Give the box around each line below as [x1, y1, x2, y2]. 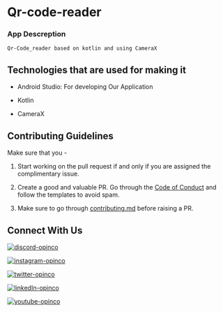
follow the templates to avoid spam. [17, 190, 120, 199]
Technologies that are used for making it [7, 64, 187, 76]
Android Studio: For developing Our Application [17, 83, 153, 91]
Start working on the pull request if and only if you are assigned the [17, 162, 211, 171]
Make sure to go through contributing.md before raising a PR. [17, 204, 194, 213]
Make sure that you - [7, 148, 68, 157]
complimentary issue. [17, 169, 79, 178]
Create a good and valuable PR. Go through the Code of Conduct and [17, 183, 217, 192]
